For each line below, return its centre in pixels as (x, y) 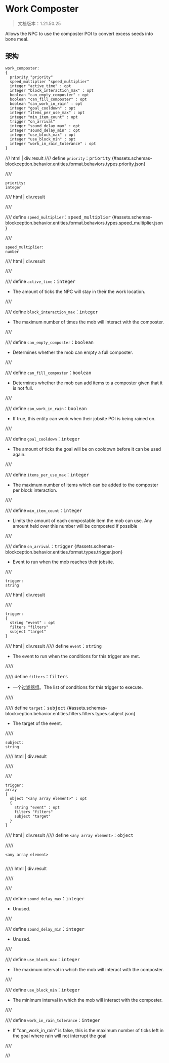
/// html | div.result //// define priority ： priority (58, 158)
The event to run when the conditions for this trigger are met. (76, 656)
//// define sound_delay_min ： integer (45, 929)
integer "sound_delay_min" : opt (45, 130)
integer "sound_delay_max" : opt (45, 126)
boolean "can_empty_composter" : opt (50, 95)
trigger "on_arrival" (33, 121)
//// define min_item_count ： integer (44, 510)
